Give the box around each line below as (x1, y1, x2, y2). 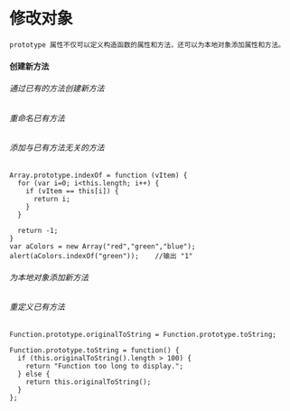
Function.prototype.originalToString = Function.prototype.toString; (9, 330, 277, 339)
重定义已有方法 (9, 302, 65, 313)
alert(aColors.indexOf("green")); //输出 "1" (9, 251, 193, 260)
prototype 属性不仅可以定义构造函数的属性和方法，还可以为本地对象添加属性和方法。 (9, 40, 285, 50)
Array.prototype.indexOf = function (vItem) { (9, 171, 188, 180)
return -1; (17, 226, 59, 235)
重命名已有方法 (9, 112, 65, 123)
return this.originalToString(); (25, 377, 152, 387)
